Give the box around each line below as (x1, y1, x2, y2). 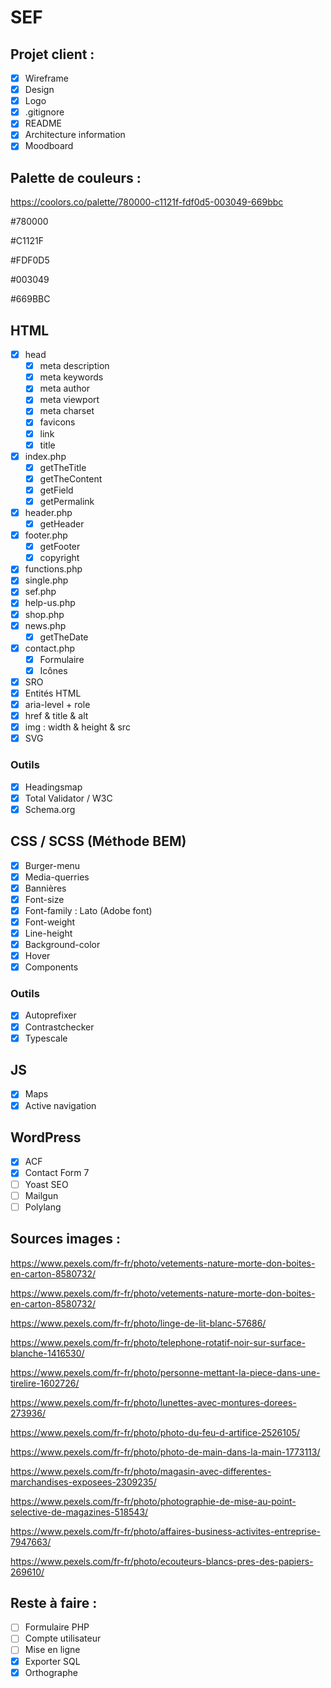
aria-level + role (24, 699, 91, 710)
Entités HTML (24, 687, 82, 699)
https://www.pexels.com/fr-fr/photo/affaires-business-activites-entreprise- (10, 1525, 321, 1537)
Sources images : (10, 1231, 121, 1248)
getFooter (39, 541, 81, 553)
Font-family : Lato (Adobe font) (24, 904, 153, 916)
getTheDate (39, 631, 89, 643)
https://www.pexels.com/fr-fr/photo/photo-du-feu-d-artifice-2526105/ (10, 1426, 301, 1438)
